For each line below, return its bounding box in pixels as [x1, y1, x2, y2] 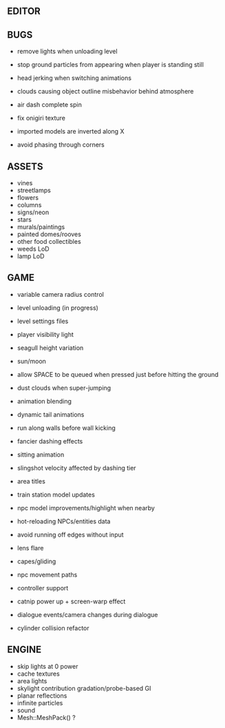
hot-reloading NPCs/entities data [17, 517, 111, 526]
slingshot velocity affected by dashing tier [17, 464, 136, 472]
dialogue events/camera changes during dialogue [17, 610, 158, 618]
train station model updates [17, 490, 95, 499]
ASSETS [7, 160, 43, 172]
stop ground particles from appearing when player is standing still [17, 61, 204, 69]
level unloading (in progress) [17, 303, 98, 312]
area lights [17, 676, 47, 685]
